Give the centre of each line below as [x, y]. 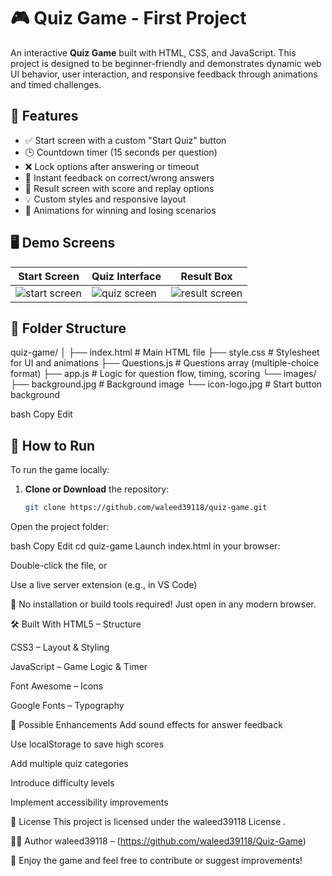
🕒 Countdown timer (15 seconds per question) [121, 152]
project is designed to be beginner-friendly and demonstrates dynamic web [166, 63]
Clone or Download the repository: [97, 489]
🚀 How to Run [53, 445]
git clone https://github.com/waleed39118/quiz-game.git [146, 508]
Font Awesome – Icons [56, 686]
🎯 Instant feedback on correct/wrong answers [119, 177]
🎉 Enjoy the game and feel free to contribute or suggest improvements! [156, 861]
